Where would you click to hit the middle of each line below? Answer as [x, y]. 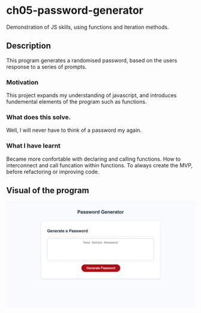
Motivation [22, 82]
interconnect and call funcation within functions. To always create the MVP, [100, 165]
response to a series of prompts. [46, 67]
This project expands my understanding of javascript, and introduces [91, 95]
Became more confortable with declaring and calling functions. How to [94, 159]
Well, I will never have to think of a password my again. [74, 130]
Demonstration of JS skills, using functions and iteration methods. [88, 27]
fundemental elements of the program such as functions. [76, 102]
